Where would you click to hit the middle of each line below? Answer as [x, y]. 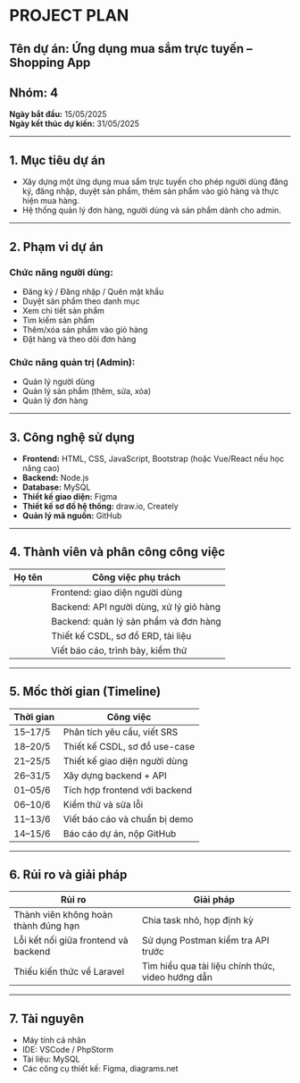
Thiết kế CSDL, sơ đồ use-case [129, 746]
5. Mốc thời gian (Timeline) [85, 692]
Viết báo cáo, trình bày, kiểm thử [119, 651]
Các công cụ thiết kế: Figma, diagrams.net [100, 1069]
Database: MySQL [56, 487]
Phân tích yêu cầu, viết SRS [121, 732]
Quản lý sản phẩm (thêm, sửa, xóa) [87, 391]
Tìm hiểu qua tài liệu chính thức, [208, 966]
